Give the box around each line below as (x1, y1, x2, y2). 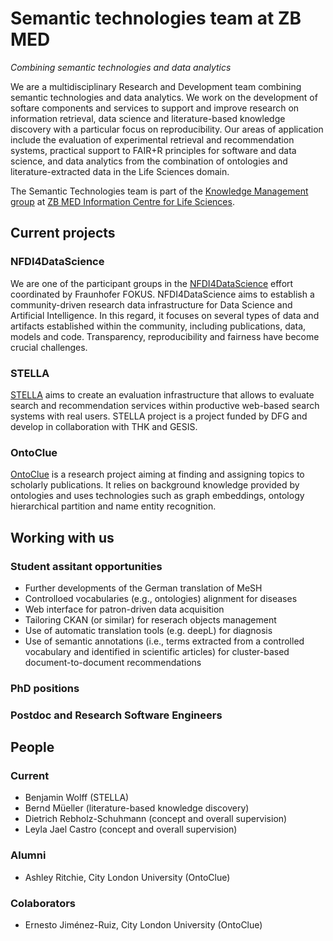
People (10, 739, 55, 756)
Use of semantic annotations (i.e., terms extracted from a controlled (24, 635, 305, 647)
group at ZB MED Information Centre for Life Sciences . (10, 195, 235, 207)
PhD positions (10, 681, 80, 695)
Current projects (10, 225, 116, 242)
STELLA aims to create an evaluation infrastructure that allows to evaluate (10, 388, 315, 401)
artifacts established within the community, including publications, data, (10, 320, 307, 332)
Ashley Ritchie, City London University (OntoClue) (24, 871, 231, 883)
